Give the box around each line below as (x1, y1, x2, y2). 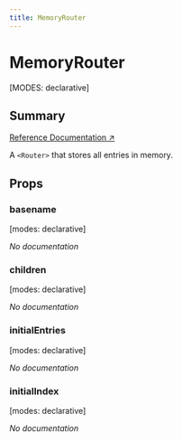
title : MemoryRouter (9, 13, 87, 23)
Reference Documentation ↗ (9, 132, 115, 143)
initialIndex (9, 385, 59, 398)
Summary (9, 108, 66, 123)
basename (9, 202, 57, 215)
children (9, 263, 47, 276)
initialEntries (9, 324, 66, 337)
